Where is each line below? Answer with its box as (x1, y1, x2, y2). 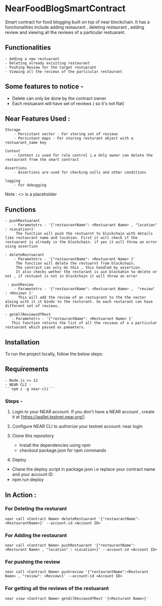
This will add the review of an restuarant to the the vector (17, 295, 146, 300)
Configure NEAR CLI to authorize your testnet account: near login (12, 423, 143, 429)
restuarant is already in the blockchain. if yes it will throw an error (5, 239, 158, 245)
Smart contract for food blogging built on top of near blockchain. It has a (5, 19, 150, 25)
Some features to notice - (5, 82, 84, 91)
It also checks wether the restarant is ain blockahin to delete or (16, 270, 158, 275)
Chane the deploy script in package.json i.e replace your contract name (12, 466, 155, 472)
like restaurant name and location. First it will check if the (5, 236, 138, 240)
